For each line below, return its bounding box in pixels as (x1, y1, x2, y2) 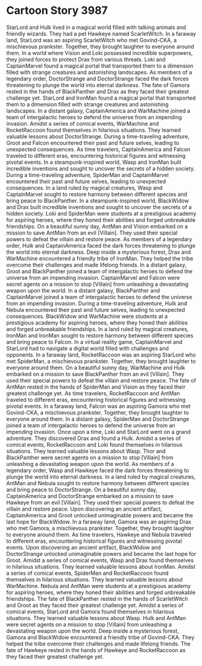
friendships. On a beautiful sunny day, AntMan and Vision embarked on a (6, 222, 188, 230)
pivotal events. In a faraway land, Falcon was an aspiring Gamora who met (6, 403, 191, 410)
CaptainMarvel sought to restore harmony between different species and (6, 190, 188, 198)
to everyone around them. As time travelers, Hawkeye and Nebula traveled (6, 531, 192, 538)
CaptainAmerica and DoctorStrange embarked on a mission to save (6, 492, 174, 499)
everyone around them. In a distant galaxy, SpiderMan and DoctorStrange (6, 415, 189, 422)
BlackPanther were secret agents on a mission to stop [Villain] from (6, 454, 174, 461)
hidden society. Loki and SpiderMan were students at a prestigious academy (6, 210, 197, 217)
